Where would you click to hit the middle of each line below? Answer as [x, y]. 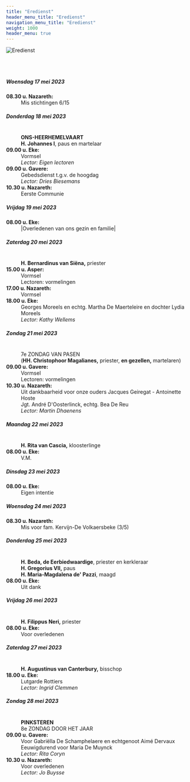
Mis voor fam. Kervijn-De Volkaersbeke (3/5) [75, 527]
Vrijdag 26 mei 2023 [32, 600]
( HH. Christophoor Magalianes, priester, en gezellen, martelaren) [101, 360]
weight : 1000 [22, 28]
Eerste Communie [43, 194]
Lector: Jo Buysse [43, 772]
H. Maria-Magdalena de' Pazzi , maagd [68, 574]
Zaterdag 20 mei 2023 [34, 242]
